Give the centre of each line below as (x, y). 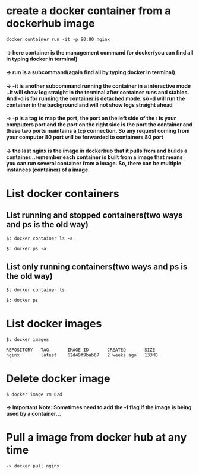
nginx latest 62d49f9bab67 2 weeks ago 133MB (82, 355)
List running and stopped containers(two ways (94, 216)
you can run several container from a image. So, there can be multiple (94, 163)
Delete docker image (58, 378)
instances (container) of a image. (48, 170)
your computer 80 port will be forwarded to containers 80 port (85, 137)
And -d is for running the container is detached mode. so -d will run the (96, 98)
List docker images (54, 323)
